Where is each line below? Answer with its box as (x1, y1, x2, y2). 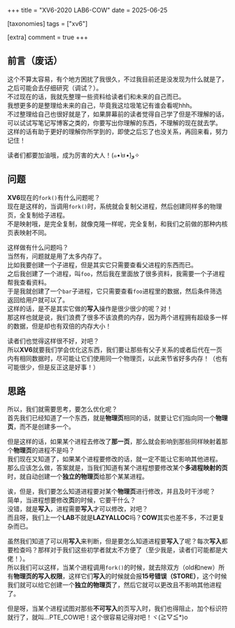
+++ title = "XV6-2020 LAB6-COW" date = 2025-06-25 (7, 6, 168, 14)
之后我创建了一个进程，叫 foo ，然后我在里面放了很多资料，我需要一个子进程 (7, 269, 225, 278)
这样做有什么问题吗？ (7, 243, 69, 251)
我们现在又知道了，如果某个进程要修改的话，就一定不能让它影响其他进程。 (7, 455, 222, 464)
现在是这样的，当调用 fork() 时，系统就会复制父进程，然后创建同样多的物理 (7, 202, 222, 210)
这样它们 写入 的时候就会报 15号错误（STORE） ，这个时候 (68, 572, 227, 580)
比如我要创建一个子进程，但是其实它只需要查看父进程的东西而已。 (7, 260, 197, 269)
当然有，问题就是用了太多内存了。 (7, 252, 106, 260)
